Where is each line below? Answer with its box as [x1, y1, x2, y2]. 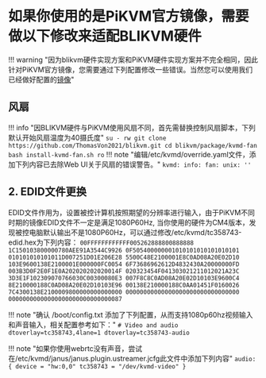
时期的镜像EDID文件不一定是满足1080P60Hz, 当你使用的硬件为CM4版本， [8, 218, 249, 227]
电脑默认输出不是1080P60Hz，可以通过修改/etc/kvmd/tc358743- [29, 227, 242, 237]
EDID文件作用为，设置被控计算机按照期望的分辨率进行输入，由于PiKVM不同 [8, 207, 256, 217]
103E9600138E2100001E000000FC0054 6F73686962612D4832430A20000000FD [8, 260, 240, 268]
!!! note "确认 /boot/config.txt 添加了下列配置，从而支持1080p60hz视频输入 [8, 310, 253, 319]
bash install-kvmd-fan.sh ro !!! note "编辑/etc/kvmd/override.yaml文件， [8, 149, 250, 159]
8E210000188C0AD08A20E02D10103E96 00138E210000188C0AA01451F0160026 [8, 281, 240, 289]
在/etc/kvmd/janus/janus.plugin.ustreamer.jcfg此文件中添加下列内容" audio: [8, 353, 256, 363]
